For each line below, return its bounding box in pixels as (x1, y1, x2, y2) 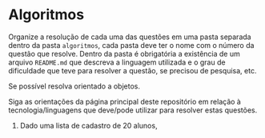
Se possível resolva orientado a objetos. (8, 81, 140, 91)
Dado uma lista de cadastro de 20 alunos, (19, 120, 158, 130)
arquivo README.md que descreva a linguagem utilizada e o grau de (8, 57, 226, 67)
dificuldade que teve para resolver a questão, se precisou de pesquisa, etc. (8, 65, 257, 75)
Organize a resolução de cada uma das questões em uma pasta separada (8, 32, 251, 41)
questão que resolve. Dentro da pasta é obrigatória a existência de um (8, 49, 240, 58)
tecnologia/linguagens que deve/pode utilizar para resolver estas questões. (8, 105, 258, 115)
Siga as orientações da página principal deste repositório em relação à (8, 97, 242, 106)
